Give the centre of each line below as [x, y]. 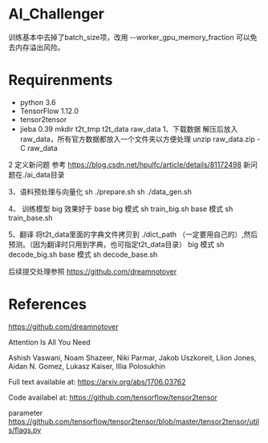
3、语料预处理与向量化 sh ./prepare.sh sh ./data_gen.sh [100, 191]
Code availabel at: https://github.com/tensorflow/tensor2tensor [113, 397]
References [47, 305]
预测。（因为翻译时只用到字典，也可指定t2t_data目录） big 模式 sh [116, 244]
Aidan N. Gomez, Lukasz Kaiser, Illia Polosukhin [87, 366]
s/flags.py [25, 429]
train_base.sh [31, 217]
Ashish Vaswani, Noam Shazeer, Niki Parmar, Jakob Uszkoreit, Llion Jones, [132, 357]
